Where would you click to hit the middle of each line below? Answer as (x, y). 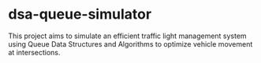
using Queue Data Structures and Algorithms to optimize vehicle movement (130, 44)
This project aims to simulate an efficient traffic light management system (127, 36)
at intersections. (34, 52)
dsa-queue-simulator (80, 14)
